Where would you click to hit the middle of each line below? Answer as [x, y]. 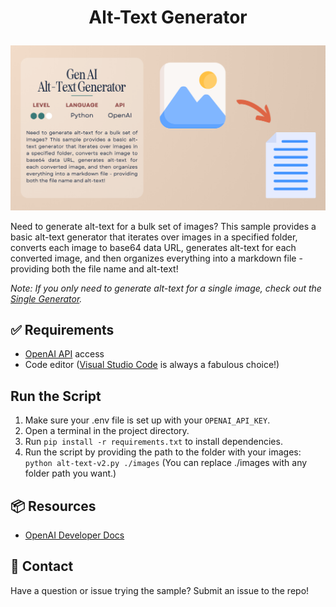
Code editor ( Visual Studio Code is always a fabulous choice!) [152, 365]
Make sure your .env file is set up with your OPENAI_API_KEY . [147, 420]
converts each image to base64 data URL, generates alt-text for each [153, 247]
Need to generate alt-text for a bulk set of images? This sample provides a [163, 226]
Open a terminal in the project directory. [107, 431]
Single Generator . [46, 298]
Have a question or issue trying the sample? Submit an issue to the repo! [160, 590]
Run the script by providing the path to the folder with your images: [163, 452]
